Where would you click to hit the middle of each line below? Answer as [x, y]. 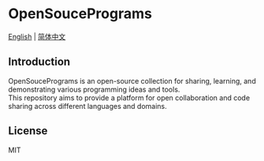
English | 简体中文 [37, 36]
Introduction [39, 62]
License [28, 131]
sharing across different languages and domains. [87, 106]
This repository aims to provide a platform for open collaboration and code [129, 97]
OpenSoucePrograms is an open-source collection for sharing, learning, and [132, 80]
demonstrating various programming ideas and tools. [94, 89]
